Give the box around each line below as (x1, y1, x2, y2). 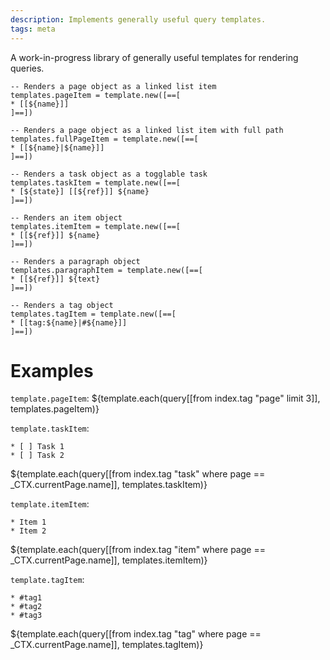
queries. (10, 62, 45, 74)
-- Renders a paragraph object (10, 256, 141, 266)
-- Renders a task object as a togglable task (10, 169, 208, 179)
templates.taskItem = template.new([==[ (10, 177, 182, 188)
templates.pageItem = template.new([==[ (10, 90, 182, 100)
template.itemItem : (10, 498, 90, 510)
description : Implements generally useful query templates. (10, 14, 267, 25)
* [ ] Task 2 (10, 451, 65, 461)
